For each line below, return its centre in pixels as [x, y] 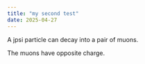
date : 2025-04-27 [32, 20]
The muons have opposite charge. [56, 53]
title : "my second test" [43, 13]
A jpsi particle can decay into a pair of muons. [73, 39]
